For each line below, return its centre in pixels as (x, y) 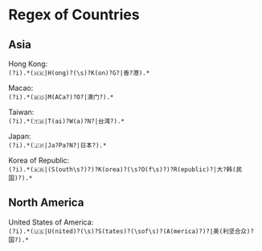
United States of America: (51, 222)
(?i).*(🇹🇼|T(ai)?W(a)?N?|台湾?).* (66, 121)
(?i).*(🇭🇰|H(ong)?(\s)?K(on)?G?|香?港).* (79, 73)
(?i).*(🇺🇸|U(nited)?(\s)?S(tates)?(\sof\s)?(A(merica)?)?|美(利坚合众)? (131, 231)
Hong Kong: (28, 64)
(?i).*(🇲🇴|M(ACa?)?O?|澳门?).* (61, 97)
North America (46, 203)
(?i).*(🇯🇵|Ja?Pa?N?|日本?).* (57, 146)
